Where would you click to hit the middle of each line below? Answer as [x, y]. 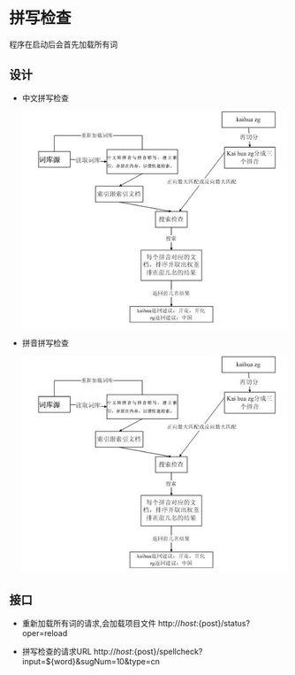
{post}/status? [224, 623]
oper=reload [45, 633]
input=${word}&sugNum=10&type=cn [91, 661]
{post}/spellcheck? [168, 651]
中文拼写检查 [45, 97]
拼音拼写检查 [45, 343]
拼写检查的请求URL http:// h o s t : [78, 651]
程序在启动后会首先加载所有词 [63, 44]
